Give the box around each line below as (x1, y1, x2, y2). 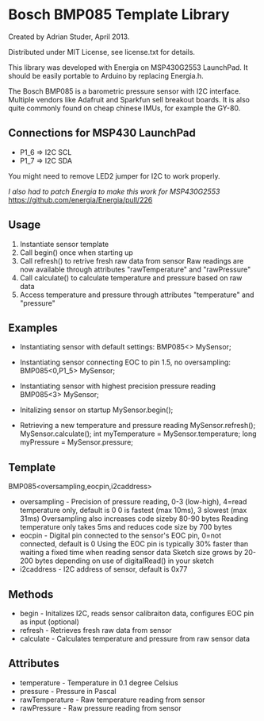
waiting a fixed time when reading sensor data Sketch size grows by (19, 548, 243, 557)
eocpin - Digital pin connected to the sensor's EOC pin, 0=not (19, 530, 222, 541)
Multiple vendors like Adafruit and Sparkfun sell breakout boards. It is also (8, 94, 250, 104)
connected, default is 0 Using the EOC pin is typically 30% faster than (19, 539, 249, 549)
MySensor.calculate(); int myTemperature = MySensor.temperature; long (19, 429, 257, 438)
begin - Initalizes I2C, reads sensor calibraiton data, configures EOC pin (19, 609, 254, 618)
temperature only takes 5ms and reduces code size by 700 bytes (19, 522, 232, 532)
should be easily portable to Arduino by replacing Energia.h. (8, 71, 204, 80)
